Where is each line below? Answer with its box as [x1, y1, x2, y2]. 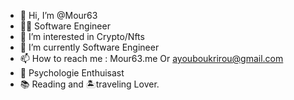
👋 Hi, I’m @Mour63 [19, 10, 98, 21]
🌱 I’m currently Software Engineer [19, 41, 160, 53]
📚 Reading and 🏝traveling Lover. [19, 78, 160, 90]
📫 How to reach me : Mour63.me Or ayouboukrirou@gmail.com [19, 53, 284, 64]
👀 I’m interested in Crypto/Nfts [19, 31, 145, 42]
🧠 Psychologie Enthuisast [19, 67, 125, 79]
